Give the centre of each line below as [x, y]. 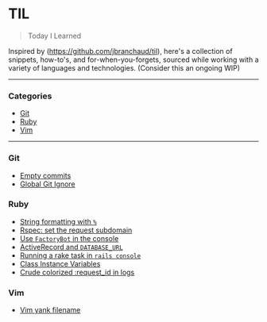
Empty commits [45, 175]
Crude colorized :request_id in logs [77, 272]
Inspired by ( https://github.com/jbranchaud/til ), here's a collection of [120, 51]
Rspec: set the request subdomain [76, 230]
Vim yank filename [50, 310]
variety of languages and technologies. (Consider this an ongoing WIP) [124, 67]
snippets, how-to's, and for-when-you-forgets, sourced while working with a [133, 59]
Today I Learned [54, 36]
